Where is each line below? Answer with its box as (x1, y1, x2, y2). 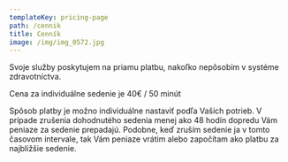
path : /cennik (9, 21, 62, 30)
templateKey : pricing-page (9, 12, 109, 22)
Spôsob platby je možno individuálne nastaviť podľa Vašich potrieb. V (9, 105, 262, 116)
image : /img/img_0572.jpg (9, 37, 104, 47)
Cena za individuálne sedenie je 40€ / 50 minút (9, 89, 181, 99)
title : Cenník (9, 29, 62, 38)
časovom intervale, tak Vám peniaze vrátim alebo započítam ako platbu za (9, 134, 280, 144)
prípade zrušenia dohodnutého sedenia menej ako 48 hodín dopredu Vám (9, 115, 278, 126)
